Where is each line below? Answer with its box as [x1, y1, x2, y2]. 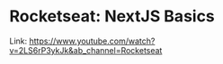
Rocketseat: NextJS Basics [9, 6, 216, 27]
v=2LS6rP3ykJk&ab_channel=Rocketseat [9, 44, 163, 55]
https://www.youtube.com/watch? [29, 36, 156, 46]
